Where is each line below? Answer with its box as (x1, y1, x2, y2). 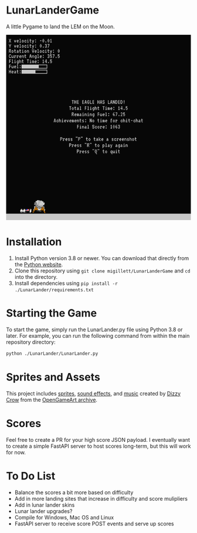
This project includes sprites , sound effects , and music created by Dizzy (6, 389, 181, 397)
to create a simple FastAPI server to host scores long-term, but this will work (6, 442, 191, 449)
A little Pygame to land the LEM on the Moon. (6, 23, 116, 30)
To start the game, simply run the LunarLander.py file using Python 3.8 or (6, 326, 183, 333)
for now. (6, 448, 26, 456)
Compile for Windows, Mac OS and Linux (14, 514, 114, 521)
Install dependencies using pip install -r (14, 279, 118, 287)
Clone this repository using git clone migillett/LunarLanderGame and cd (14, 267, 191, 274)
